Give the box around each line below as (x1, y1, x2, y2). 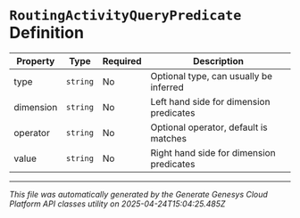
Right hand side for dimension (150, 146, 276, 158)
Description (193, 54, 244, 67)
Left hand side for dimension (150, 95, 271, 108)
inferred (150, 81, 185, 93)
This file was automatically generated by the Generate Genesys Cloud (9, 189, 268, 199)
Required (102, 54, 142, 67)
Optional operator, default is (150, 121, 268, 133)
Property (16, 54, 55, 67)
